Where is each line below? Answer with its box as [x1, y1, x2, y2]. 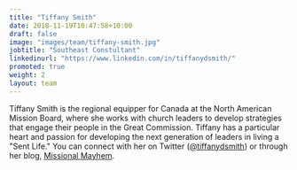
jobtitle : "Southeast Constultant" [9, 46, 141, 55]
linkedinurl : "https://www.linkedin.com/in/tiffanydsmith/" [9, 54, 237, 63]
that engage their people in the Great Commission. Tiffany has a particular [9, 121, 280, 133]
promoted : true [9, 63, 66, 72]
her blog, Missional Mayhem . [9, 150, 115, 160]
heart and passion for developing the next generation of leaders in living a [9, 131, 279, 142]
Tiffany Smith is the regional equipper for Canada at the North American [9, 103, 272, 113]
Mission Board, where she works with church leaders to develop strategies [9, 112, 282, 123]
